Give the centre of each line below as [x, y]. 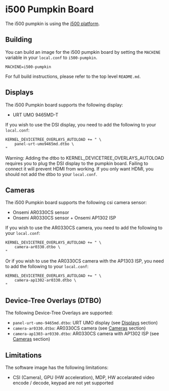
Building [19, 40]
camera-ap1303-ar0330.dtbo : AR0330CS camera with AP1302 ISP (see [86, 334]
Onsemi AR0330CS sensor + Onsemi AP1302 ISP [64, 218]
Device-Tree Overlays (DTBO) [53, 300]
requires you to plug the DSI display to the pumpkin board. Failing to [77, 163]
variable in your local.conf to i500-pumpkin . [51, 57]
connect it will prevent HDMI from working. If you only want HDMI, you [80, 169]
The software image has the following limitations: [57, 367]
